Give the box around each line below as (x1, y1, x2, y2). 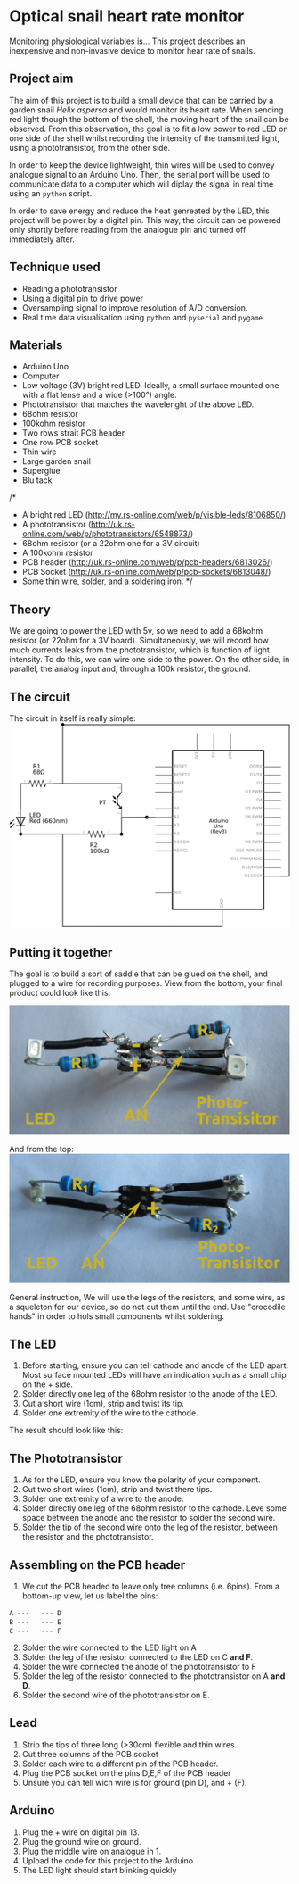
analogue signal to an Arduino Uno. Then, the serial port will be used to (9, 169, 270, 179)
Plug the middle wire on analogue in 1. (21, 1846, 162, 1856)
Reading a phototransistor (21, 283, 117, 294)
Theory (9, 602, 52, 617)
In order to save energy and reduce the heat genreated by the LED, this (9, 205, 270, 216)
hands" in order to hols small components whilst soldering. (9, 1310, 225, 1322)
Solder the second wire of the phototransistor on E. (21, 1689, 210, 1701)
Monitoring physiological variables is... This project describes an (9, 36, 246, 46)
